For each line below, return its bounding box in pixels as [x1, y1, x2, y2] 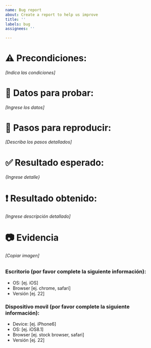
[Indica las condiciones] [5, 69, 56, 75]
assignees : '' [5, 26, 35, 31]
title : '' [5, 17, 26, 22]
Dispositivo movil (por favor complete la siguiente [5, 303, 130, 310]
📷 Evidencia [5, 232, 59, 244]
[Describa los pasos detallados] [5, 139, 72, 145]
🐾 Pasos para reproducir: [5, 122, 112, 133]
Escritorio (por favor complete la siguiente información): [5, 268, 146, 275]
